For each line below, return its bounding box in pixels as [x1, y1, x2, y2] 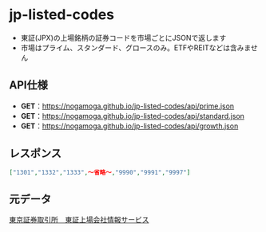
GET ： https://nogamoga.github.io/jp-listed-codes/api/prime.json [20, 101, 235, 111]
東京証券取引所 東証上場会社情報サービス [9, 215, 149, 225]
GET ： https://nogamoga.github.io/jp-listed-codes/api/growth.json [20, 121, 239, 131]
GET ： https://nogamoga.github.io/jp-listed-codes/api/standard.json [20, 111, 244, 120]
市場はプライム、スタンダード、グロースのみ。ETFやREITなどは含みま [20, 42, 251, 53]
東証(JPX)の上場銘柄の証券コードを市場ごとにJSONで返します [20, 33, 227, 42]
